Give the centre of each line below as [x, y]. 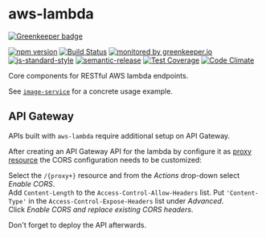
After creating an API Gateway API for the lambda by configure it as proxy [130, 151]
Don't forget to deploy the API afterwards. [78, 224]
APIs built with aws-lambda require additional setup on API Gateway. [119, 135]
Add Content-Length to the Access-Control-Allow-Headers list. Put [117, 192]
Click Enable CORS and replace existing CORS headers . [101, 209]
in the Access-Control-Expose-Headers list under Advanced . [126, 200]
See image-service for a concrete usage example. [90, 91]
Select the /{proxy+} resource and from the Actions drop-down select [124, 175]
